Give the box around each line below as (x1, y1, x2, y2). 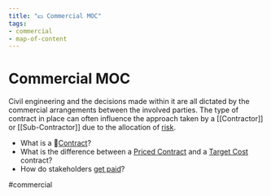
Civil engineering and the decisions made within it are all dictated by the (8, 97, 250, 107)
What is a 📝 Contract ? (20, 138, 92, 148)
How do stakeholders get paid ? (20, 164, 125, 174)
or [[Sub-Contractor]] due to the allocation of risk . (8, 123, 177, 133)
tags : (8, 20, 27, 28)
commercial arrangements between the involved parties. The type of (8, 105, 238, 115)
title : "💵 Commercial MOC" (8, 11, 102, 20)
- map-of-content (8, 34, 68, 43)
